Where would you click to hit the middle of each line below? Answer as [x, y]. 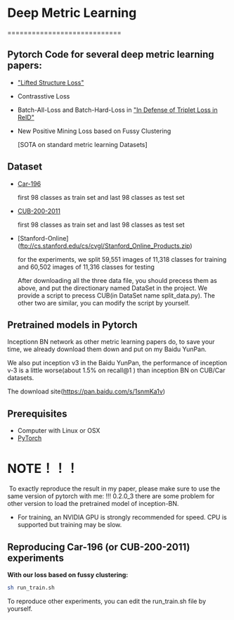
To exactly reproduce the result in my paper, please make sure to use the [115, 489]
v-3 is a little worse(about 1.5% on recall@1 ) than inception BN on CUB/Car [116, 370]
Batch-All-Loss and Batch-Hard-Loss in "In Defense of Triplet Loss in [117, 110]
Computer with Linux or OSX [59, 431]
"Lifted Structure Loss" [51, 82]
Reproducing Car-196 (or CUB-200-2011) [99, 547]
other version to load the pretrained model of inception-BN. [93, 504]
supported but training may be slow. [70, 525]
